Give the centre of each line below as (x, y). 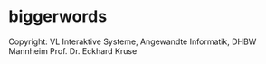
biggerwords (58, 17)
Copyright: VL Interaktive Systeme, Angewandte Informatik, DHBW (133, 41)
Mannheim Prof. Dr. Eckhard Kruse (73, 50)
